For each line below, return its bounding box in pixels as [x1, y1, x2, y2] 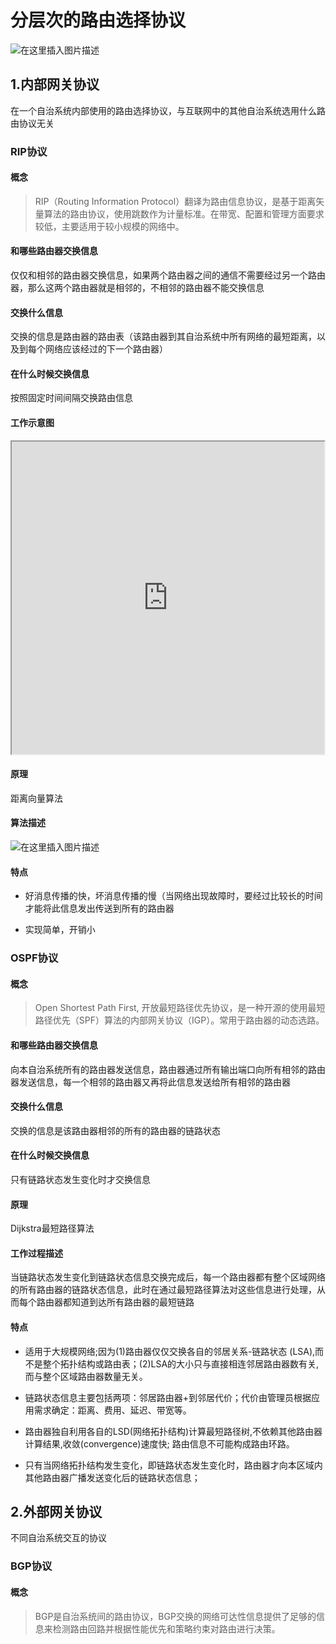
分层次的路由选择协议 [10, 9, 187, 32]
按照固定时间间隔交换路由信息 [10, 392, 133, 404]
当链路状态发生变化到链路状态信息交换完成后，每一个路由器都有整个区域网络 [10, 1271, 326, 1283]
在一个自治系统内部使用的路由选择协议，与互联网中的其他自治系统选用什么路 [10, 104, 326, 116]
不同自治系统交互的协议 [10, 1532, 107, 1544]
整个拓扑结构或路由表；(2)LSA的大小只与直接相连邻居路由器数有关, [42, 1357, 320, 1370]
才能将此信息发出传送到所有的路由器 [24, 902, 175, 915]
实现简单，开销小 [24, 924, 96, 936]
